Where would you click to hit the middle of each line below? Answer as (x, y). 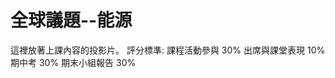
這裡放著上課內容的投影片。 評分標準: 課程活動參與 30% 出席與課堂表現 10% (168, 50)
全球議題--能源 (71, 20)
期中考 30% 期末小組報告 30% (73, 62)
